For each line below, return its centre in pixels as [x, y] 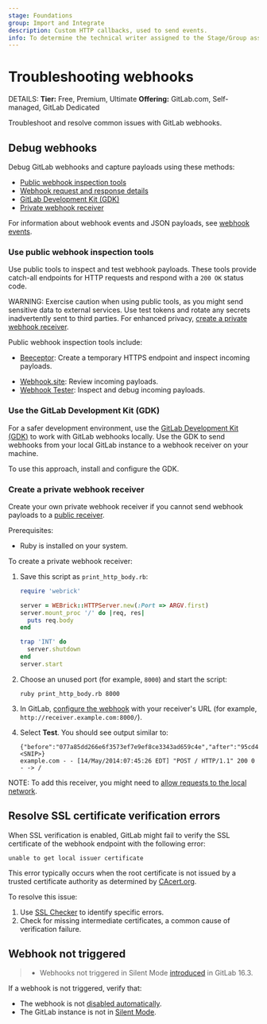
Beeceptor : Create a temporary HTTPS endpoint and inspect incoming [135, 357]
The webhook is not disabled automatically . [91, 1004]
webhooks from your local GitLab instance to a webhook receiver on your [128, 445]
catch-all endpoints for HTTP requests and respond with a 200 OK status [126, 278]
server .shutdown [54, 649]
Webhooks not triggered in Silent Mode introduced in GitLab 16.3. [146, 973]
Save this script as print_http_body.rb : [84, 576]
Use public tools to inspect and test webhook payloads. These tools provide [132, 269]
